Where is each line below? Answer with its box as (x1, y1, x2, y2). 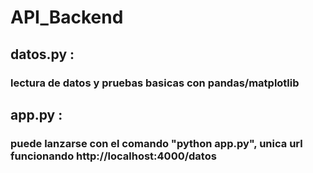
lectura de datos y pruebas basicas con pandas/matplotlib (10, 76, 300, 90)
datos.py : (10, 46, 75, 63)
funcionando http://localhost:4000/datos (10, 149, 217, 163)
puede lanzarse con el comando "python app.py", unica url (10, 136, 303, 150)
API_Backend (10, 6, 124, 29)
